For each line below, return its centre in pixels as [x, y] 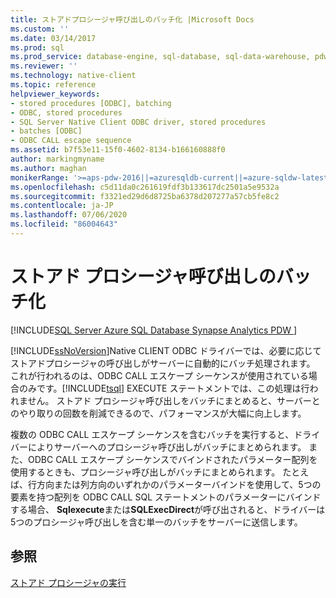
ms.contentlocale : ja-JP [62, 206]
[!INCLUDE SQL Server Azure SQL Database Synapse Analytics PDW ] [154, 330]
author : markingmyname [57, 159]
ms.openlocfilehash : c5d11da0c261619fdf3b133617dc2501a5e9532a [145, 187]
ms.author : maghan [48, 168]
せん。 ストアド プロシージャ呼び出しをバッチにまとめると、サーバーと [174, 400]
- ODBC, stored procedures [66, 112]
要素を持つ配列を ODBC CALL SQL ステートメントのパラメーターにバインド [166, 497]
